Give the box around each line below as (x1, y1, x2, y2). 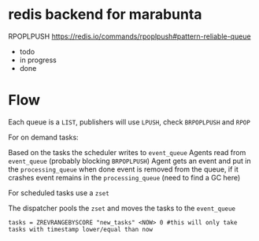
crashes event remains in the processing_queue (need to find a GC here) (8, 172, 241, 182)
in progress (19, 55, 57, 65)
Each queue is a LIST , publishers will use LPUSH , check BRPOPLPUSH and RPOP (8, 117, 250, 127)
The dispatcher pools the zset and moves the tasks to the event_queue (8, 203, 236, 213)
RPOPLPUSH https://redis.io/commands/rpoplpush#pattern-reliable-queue (8, 32, 251, 41)
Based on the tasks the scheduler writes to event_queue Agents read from (8, 147, 246, 157)
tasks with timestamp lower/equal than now (8, 225, 154, 233)
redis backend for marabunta (8, 6, 202, 24)
